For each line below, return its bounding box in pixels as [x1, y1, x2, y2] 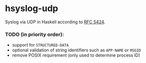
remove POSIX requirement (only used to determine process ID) [12, 52, 140, 58]
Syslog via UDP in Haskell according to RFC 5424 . [5, 19, 106, 25]
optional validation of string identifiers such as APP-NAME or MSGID [12, 47, 141, 53]
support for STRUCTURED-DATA [12, 42, 69, 48]
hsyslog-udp [5, 3, 58, 14]
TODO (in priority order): [5, 31, 64, 38]
